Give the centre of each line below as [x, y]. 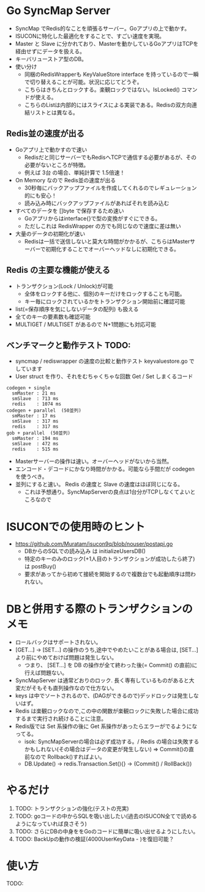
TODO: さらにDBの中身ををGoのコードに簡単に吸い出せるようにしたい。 [107, 831]
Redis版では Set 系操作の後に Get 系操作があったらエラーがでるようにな [106, 726]
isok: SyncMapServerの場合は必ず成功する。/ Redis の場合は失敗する [112, 741]
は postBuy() [40, 567]
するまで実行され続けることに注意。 [61, 719]
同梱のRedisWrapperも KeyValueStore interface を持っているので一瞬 [111, 74]
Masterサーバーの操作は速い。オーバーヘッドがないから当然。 [94, 461]
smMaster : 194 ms [35, 439]
